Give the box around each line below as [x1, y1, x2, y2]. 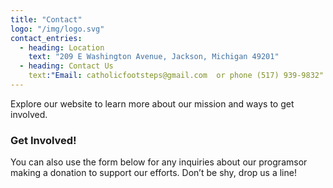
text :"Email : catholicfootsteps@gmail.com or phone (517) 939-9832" [28, 71, 325, 81]
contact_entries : [10, 33, 83, 43]
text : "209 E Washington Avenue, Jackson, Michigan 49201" [28, 52, 280, 62]
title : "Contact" [10, 14, 83, 25]
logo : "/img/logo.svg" [10, 24, 105, 34]
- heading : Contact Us [19, 61, 114, 71]
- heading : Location [19, 42, 105, 53]
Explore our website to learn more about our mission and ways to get [10, 97, 295, 110]
